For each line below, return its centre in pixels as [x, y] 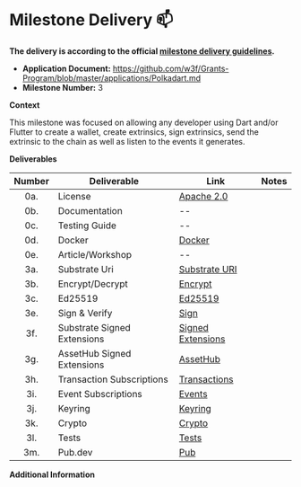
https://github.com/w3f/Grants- [171, 68]
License [74, 196]
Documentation [90, 210]
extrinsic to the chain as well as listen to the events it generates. [127, 141]
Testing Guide [87, 226]
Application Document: [66, 68]
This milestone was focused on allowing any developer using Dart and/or [144, 122]
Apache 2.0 [203, 196]
